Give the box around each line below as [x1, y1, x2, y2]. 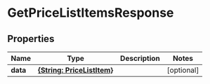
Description [120, 54, 160, 63]
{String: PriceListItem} [37, 65, 114, 75]
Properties [7, 33, 55, 45]
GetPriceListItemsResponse [7, 5, 174, 21]
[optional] [166, 65, 199, 75]
